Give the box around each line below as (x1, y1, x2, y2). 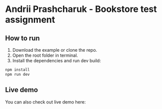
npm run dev (5, 72, 30, 77)
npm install (5, 67, 30, 72)
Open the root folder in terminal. (12, 52, 79, 58)
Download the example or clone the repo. (12, 47, 97, 53)
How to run (5, 34, 40, 42)
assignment (5, 14, 56, 25)
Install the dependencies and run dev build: (12, 58, 101, 63)
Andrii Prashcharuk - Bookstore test (5, 3, 158, 15)
